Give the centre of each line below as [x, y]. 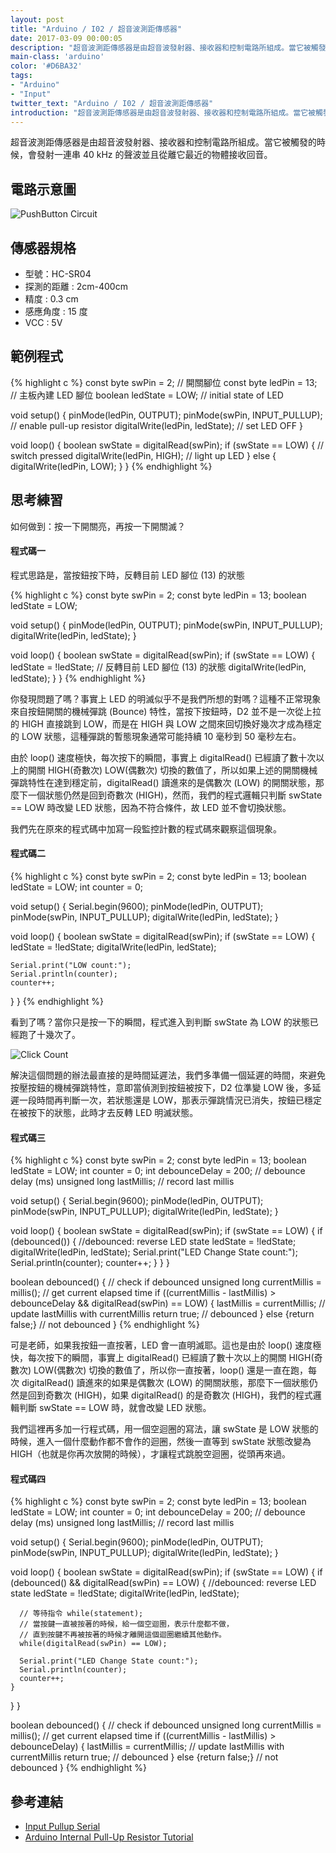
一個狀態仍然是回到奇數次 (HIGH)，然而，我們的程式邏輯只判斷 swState [175, 795]
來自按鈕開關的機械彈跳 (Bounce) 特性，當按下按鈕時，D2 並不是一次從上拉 [166, 711]
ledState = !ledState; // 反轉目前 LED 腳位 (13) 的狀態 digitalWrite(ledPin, [158, 667]
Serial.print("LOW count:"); [71, 966]
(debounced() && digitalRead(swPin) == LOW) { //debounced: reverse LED [163, 1583]
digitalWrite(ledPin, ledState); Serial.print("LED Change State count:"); [154, 1252]
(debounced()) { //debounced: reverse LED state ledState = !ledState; [153, 1242]
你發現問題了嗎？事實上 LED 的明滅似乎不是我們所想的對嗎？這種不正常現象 [166, 698]
